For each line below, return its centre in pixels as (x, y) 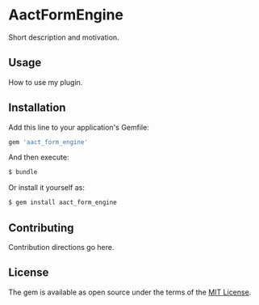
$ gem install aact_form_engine (63, 203)
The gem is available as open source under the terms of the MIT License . (130, 292)
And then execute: (39, 157)
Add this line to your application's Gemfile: (79, 127)
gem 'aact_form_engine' (48, 142)
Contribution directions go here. (61, 247)
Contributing (41, 228)
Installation (37, 108)
